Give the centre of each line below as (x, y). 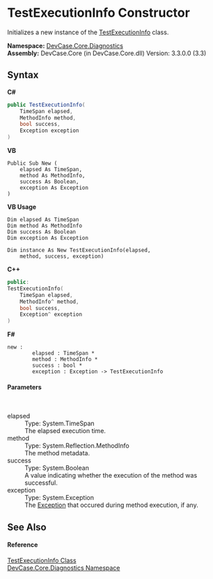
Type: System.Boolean (57, 468)
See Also (27, 527)
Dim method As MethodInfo (45, 226)
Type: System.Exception (59, 498)
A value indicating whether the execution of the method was (111, 476)
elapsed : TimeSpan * (64, 353)
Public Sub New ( (32, 163)
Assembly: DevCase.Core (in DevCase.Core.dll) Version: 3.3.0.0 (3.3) (107, 53)
